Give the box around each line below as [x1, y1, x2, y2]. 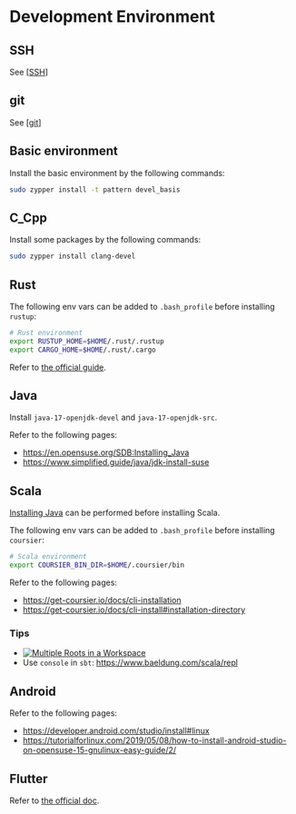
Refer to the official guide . [9, 362, 107, 372]
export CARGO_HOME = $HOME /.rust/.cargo [9, 345, 156, 354]
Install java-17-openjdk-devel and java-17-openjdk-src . [9, 412, 218, 423]
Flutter [9, 770, 48, 787]
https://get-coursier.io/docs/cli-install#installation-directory [22, 604, 246, 615]
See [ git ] [9, 116, 42, 128]
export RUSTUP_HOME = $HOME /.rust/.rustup [9, 336, 165, 346]
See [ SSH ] [9, 66, 48, 77]
